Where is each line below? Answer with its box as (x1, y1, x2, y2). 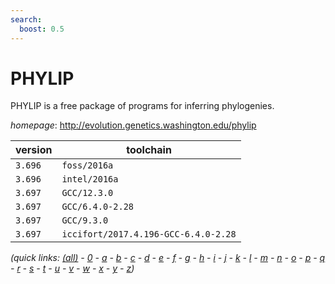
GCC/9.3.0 (61, 215, 109, 226)
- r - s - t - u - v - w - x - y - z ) (10, 262, 135, 275)
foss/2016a (61, 160, 114, 171)
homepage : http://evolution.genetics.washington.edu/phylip (10, 119, 257, 131)
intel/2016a (61, 174, 119, 185)
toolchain (126, 143, 172, 157)
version (15, 143, 53, 157)
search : (10, 14, 43, 25)
